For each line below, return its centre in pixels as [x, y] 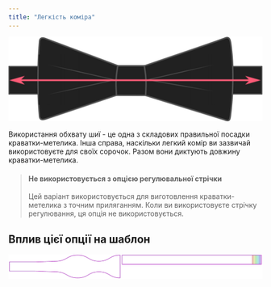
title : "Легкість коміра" [52, 17]
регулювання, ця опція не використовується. [106, 213]
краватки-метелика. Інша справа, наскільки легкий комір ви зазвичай [129, 142]
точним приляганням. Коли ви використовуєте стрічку [163, 205]
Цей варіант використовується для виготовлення [113, 196]
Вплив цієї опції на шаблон [79, 239]
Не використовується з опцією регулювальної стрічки [125, 179]
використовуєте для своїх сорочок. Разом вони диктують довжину [124, 151]
